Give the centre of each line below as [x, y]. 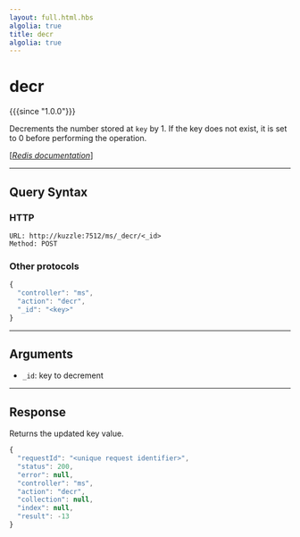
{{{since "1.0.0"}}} [42, 112]
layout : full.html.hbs [51, 17]
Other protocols [44, 266]
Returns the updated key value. [67, 433]
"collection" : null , [55, 500]
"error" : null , [46, 474]
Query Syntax [49, 192]
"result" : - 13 [43, 516]
